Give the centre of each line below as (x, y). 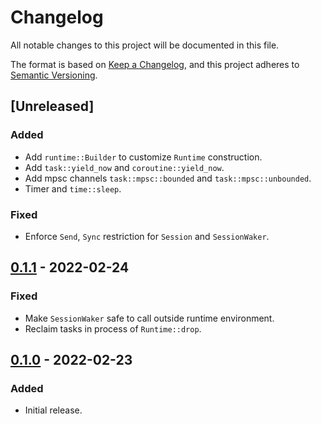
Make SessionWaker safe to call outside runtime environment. (149, 318)
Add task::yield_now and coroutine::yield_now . (124, 167)
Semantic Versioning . (54, 75)
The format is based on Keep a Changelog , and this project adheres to (155, 64)
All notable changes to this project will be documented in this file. (145, 45)
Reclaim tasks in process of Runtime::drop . (113, 328)
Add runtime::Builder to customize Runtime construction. (143, 157)
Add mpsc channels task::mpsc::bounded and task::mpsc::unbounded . (168, 178)
